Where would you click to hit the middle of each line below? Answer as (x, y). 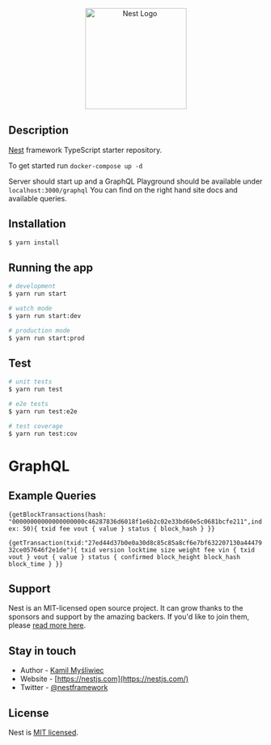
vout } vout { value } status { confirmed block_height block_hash (125, 557)
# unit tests (30, 382)
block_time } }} (36, 564)
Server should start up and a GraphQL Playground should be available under (135, 181)
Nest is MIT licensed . (44, 733)
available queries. (38, 198)
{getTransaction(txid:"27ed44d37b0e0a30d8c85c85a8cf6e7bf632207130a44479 (135, 543)
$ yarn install (34, 243)
